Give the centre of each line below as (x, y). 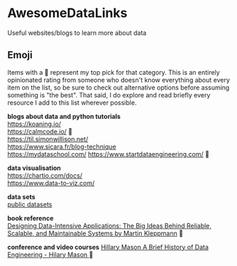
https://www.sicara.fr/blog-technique (62, 147)
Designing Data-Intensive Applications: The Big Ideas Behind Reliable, (109, 225)
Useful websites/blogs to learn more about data (77, 33)
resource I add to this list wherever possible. (72, 102)
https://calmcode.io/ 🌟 (40, 131)
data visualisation (34, 168)
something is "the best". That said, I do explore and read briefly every (109, 95)
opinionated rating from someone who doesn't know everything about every (119, 80)
